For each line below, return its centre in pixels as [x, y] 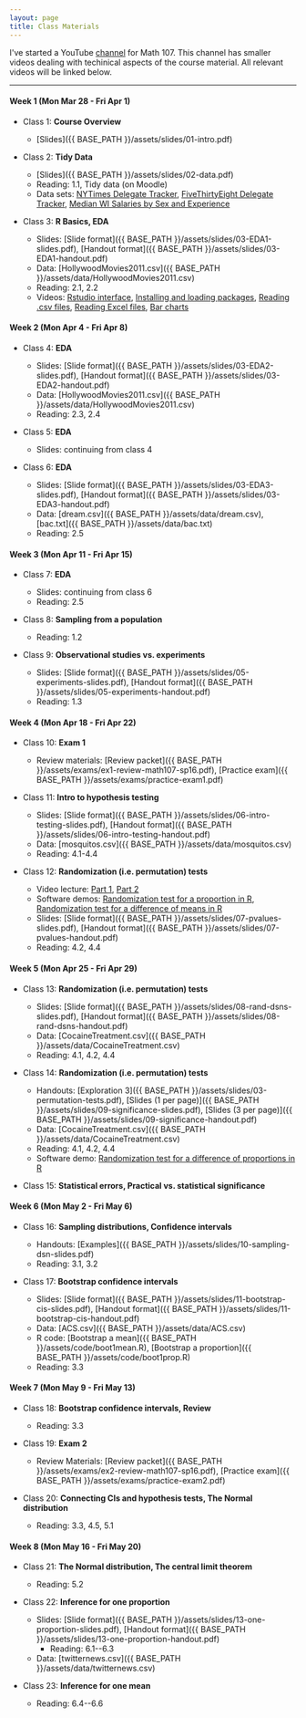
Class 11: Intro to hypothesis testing [91, 797]
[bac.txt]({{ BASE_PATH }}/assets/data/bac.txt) [124, 523]
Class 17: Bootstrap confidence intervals [100, 1281]
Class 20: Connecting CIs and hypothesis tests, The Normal [138, 1498]
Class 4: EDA [47, 348]
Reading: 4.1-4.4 [67, 854]
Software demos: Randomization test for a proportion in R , [145, 899]
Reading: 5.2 [60, 1585]
